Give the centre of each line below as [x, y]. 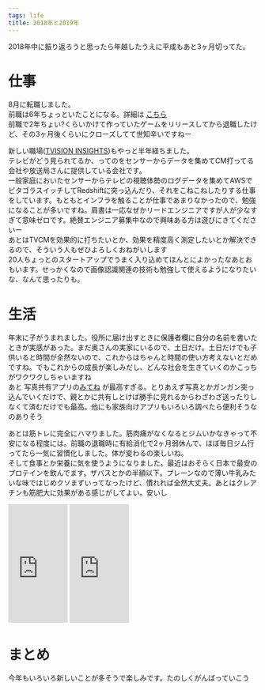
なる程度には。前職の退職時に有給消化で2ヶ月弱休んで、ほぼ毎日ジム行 [138, 443]
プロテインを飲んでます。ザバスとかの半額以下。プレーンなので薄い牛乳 [125, 473]
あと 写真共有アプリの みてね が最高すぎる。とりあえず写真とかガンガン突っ [131, 387]
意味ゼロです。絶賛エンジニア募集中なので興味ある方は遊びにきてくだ [136, 220]
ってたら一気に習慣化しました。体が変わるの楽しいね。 [98, 453]
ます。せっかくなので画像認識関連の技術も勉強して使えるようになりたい [139, 270]
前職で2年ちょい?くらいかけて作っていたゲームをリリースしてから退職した [129, 124]
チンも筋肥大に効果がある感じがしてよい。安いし [88, 493]
